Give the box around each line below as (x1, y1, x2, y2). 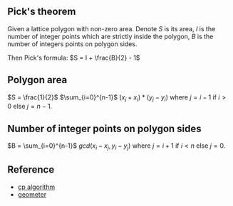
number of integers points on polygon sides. (7, 39, 138, 48)
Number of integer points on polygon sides (7, 122, 202, 134)
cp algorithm (17, 183, 56, 191)
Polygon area (7, 74, 68, 86)
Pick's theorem (7, 6, 76, 18)
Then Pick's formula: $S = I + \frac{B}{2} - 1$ (7, 53, 140, 62)
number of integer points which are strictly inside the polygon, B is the (7, 32, 214, 40)
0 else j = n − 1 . (7, 102, 53, 111)
